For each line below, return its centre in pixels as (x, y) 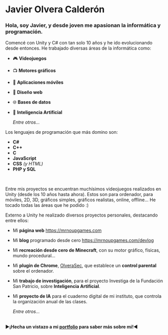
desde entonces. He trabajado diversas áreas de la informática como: (78, 48)
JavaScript (24, 158)
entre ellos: (17, 221)
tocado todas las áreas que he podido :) (47, 205)
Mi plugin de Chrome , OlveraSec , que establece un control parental (85, 266)
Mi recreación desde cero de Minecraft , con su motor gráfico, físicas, (86, 250)
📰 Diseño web (27, 92)
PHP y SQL (24, 169)
